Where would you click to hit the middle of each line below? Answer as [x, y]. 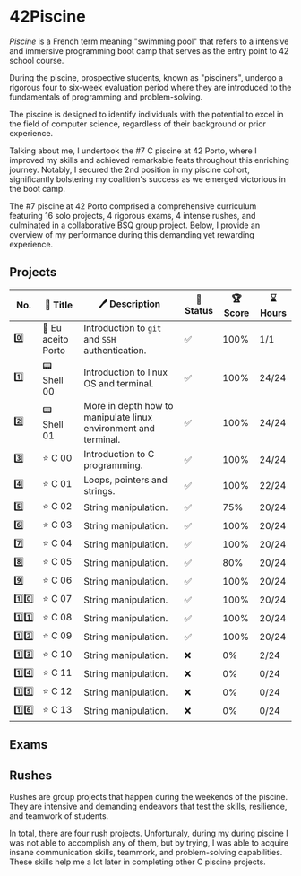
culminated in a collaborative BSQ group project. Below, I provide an [135, 225]
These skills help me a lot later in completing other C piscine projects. [138, 862]
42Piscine [48, 17]
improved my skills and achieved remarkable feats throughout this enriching [149, 160]
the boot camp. [37, 188]
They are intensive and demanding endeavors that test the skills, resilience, [148, 806]
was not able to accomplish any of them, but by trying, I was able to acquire [149, 842]
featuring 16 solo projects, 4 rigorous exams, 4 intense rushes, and [133, 215]
